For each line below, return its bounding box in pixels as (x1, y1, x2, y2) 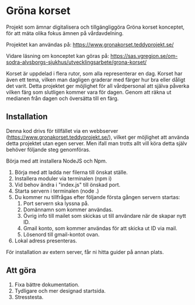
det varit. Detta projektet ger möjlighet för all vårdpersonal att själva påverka (6, 82, 190, 89)
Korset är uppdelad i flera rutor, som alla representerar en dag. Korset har (6, 70, 183, 77)
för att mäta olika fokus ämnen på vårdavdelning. (6, 29, 124, 36)
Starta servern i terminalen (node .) (14, 187, 99, 194)
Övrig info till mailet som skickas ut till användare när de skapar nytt (23, 212, 186, 219)
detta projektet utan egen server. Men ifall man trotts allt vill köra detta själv (6, 139, 187, 147)
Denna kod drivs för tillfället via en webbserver (6, 127, 119, 134)
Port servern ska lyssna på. (23, 200, 89, 207)
